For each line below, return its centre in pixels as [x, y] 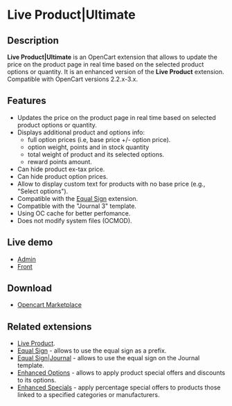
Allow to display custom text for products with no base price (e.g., [111, 184]
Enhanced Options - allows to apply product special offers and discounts [121, 373]
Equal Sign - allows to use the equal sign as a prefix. [92, 351]
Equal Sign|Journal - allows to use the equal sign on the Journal [108, 358]
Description [33, 41]
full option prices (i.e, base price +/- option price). [99, 139]
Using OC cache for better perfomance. [74, 213]
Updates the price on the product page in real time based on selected [116, 117]
